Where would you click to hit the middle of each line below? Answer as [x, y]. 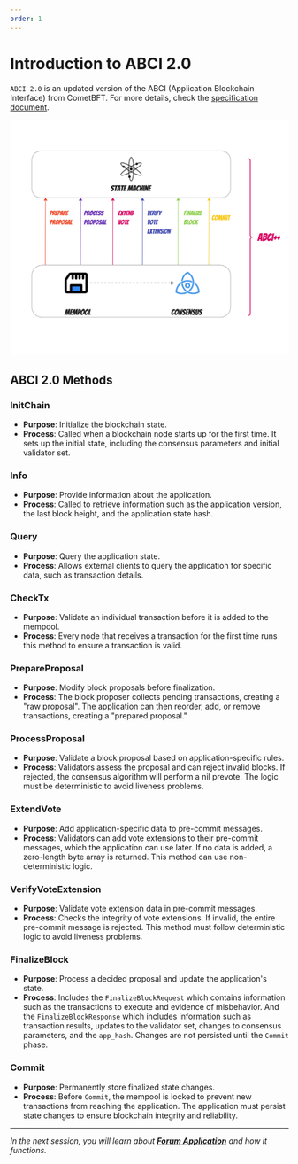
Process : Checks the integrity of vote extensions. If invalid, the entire [149, 918]
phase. [35, 1044]
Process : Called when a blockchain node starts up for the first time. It [149, 433]
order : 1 [26, 19]
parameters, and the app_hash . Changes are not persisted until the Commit [156, 1036]
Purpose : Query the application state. [92, 556]
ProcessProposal [47, 739]
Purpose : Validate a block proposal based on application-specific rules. [153, 758]
